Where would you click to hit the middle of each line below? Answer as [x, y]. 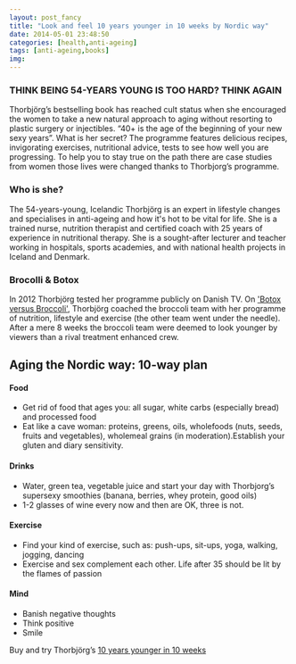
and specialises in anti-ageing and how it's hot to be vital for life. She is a [144, 219]
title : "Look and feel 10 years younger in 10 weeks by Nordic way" [139, 26]
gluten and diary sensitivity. [73, 445]
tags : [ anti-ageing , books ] [59, 51]
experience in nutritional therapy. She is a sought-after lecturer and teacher [148, 237]
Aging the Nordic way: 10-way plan [108, 365]
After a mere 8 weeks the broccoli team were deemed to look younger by [144, 328]
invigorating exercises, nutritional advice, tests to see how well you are [139, 147]
